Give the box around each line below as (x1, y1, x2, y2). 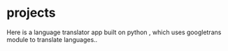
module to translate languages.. (6, 35, 98, 43)
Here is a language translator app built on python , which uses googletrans (6, 28, 222, 36)
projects (6, 5, 57, 21)
